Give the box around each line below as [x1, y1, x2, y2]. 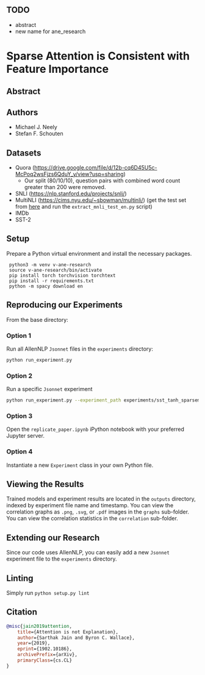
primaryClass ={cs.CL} [17, 657, 72, 663]
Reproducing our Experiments [6, 300, 123, 310]
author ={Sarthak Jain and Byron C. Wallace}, [17, 635, 135, 641]
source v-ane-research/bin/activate [9, 267, 103, 273]
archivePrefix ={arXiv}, [17, 652, 78, 658]
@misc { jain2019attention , [6, 623, 72, 629]
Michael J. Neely [15, 124, 58, 131]
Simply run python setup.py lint [6, 589, 90, 597]
